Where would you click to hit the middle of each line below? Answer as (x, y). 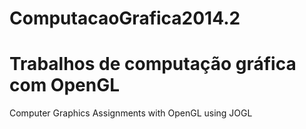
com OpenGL (65, 85)
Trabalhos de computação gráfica (153, 64)
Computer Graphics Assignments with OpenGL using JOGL (131, 113)
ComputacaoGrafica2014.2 (125, 18)
